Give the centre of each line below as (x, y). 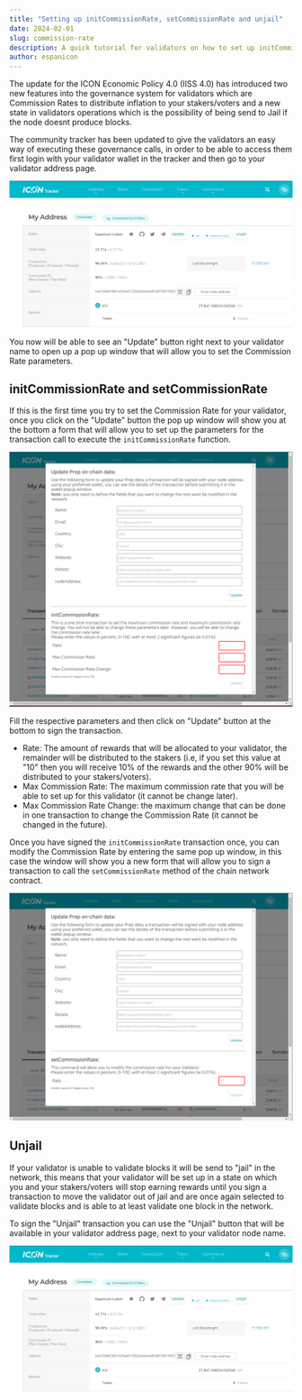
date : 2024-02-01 (42, 28)
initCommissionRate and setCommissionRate (138, 389)
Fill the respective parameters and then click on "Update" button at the (140, 720)
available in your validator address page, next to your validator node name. (147, 1233)
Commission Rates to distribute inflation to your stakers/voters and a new (145, 103)
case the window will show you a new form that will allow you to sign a (140, 861)
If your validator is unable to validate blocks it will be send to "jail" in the (142, 1167)
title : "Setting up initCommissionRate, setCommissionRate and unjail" (146, 19)
